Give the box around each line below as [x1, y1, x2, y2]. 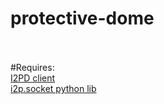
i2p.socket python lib [10, 82, 97, 94]
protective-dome [10, 7, 155, 30]
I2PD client [10, 72, 56, 84]
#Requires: [10, 61, 55, 73]
